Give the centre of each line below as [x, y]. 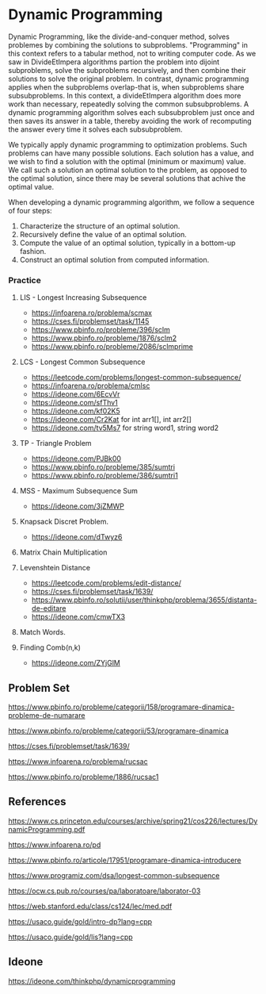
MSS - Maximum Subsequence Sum [79, 491]
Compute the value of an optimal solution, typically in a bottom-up [127, 243]
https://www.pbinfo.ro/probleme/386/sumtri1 [104, 476]
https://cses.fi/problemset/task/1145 [90, 321]
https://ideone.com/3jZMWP [78, 506]
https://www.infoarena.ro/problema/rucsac [78, 762]
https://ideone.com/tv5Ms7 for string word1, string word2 [125, 428]
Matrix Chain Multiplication [63, 552]
